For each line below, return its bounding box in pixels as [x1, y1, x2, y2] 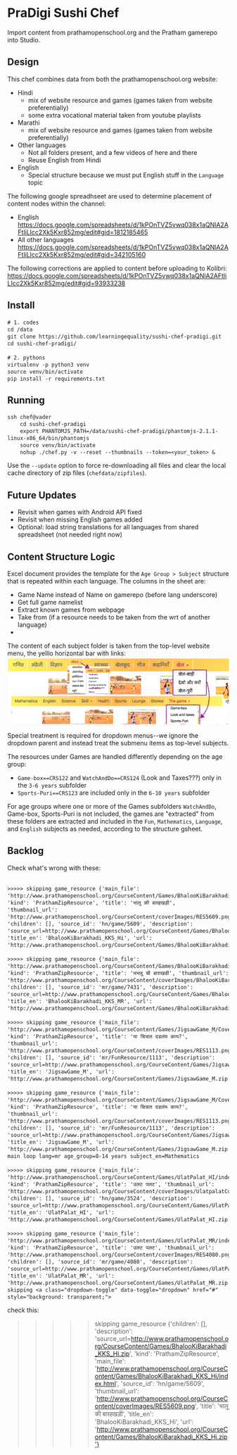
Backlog [7, 845, 44, 857]
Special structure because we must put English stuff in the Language [27, 170, 224, 179]
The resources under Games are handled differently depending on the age [7, 752, 223, 761]
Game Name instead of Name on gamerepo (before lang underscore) [17, 591, 218, 599]
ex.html [94, 1379, 117, 1387]
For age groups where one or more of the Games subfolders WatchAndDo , [7, 802, 217, 810]
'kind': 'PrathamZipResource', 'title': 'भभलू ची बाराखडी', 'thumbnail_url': [7, 969, 229, 976]
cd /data [7, 326, 33, 333]
